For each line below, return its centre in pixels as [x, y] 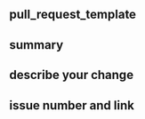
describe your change [72, 75]
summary [36, 45]
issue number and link [72, 105]
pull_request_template [72, 15]
